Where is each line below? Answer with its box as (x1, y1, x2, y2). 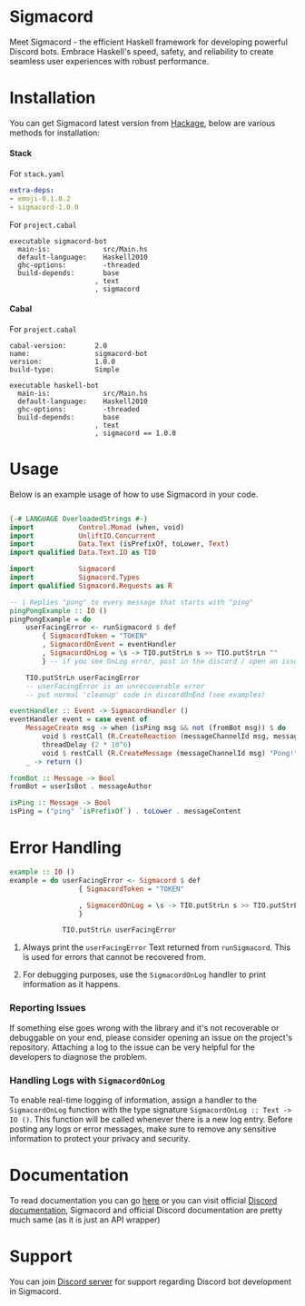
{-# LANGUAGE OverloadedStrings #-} (9, 514, 148, 523)
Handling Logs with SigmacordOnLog (9, 1073, 165, 1086)
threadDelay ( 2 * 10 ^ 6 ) (42, 740, 132, 749)
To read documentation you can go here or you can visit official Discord (9, 1194, 278, 1205)
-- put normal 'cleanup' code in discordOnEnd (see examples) (25, 690, 266, 699)
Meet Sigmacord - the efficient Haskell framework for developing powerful (9, 36, 289, 47)
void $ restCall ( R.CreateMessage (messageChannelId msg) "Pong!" (42, 748, 299, 757)
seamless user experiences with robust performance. (9, 55, 210, 66)
